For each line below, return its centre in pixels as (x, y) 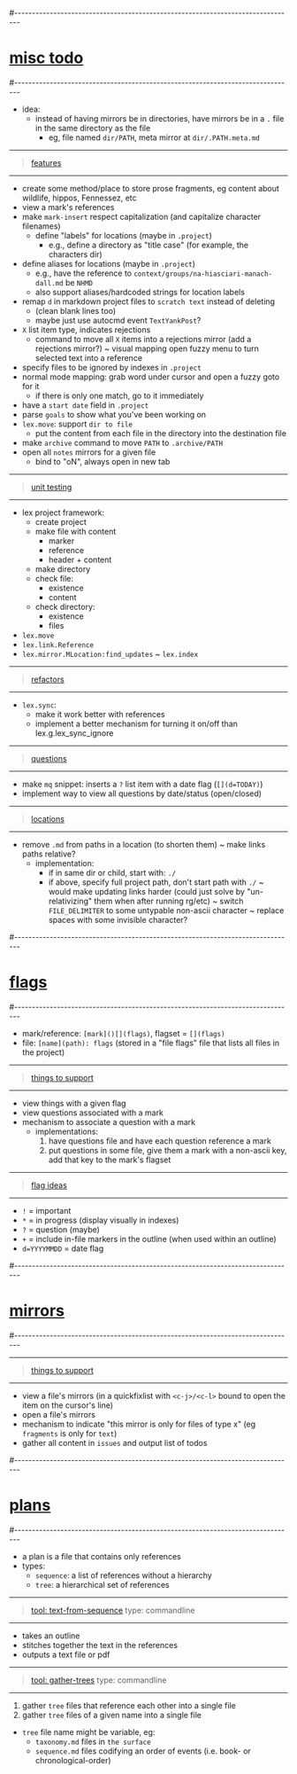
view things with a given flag (74, 1103)
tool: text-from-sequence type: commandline (113, 1610)
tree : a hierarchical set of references (102, 1584)
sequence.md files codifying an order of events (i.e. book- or (143, 1751)
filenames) (41, 226)
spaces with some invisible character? (118, 919)
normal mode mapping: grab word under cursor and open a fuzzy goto (151, 377)
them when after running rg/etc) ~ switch (169, 901)
